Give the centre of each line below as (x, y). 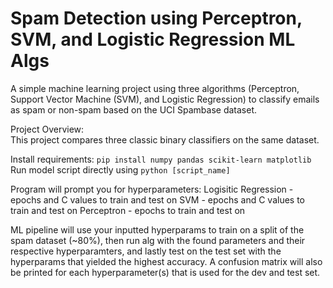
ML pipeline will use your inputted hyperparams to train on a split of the (157, 229)
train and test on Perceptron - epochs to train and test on (128, 210)
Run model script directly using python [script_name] (120, 169)
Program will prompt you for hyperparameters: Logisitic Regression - (152, 189)
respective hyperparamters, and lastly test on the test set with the (146, 251)
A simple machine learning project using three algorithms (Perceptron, (155, 88)
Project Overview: (47, 129)
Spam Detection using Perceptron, (156, 18)
